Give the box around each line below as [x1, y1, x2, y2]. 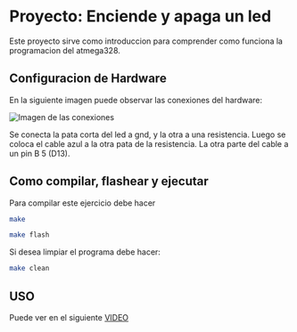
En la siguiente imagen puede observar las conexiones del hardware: [9, 94, 263, 105]
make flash [9, 231, 50, 239]
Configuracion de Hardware [9, 71, 167, 86]
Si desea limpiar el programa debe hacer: [9, 247, 161, 257]
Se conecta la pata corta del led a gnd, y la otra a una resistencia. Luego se [9, 129, 286, 140]
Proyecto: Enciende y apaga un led [9, 6, 272, 27]
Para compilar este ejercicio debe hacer [9, 198, 156, 208]
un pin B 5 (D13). [9, 148, 70, 158]
